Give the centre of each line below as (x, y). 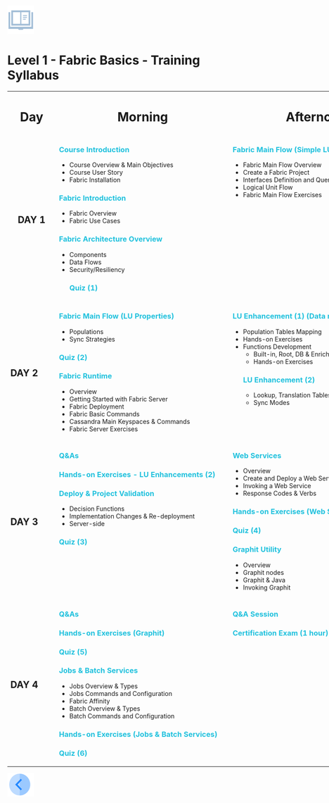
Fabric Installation (95, 180)
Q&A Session (256, 614)
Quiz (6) (73, 753)
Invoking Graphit (267, 587)
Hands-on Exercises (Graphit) (112, 633)
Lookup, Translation (282, 395)
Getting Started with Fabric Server (118, 399)
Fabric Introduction (92, 198)
